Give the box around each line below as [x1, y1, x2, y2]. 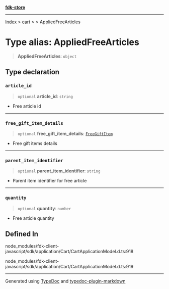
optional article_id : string [17, 93, 73, 99]
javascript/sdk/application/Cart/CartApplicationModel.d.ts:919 [5, 264, 134, 270]
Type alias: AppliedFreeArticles [5, 36, 139, 48]
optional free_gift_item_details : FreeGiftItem [17, 130, 113, 136]
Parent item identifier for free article [12, 178, 87, 184]
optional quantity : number [17, 205, 71, 211]
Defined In [5, 229, 39, 238]
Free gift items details [12, 140, 58, 146]
